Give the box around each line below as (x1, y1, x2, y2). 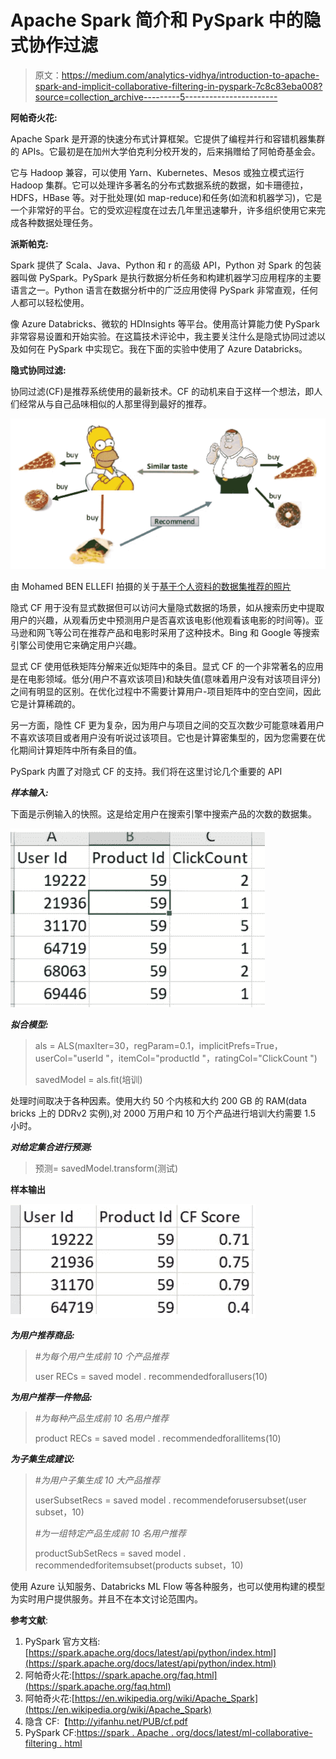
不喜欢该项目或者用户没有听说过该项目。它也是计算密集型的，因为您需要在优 (10, 731, 326, 743)
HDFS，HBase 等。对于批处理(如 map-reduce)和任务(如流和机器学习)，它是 (10, 191, 323, 203)
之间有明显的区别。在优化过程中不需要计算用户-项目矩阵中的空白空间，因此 (10, 685, 322, 697)
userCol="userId (34, 1052, 104, 1064)
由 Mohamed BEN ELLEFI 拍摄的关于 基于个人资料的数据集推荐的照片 (10, 580, 292, 592)
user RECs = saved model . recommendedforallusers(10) (34, 1370, 268, 1382)
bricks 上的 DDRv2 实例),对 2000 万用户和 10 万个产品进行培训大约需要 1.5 (10, 1107, 317, 1119)
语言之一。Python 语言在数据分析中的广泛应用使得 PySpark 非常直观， (10, 284, 301, 296)
